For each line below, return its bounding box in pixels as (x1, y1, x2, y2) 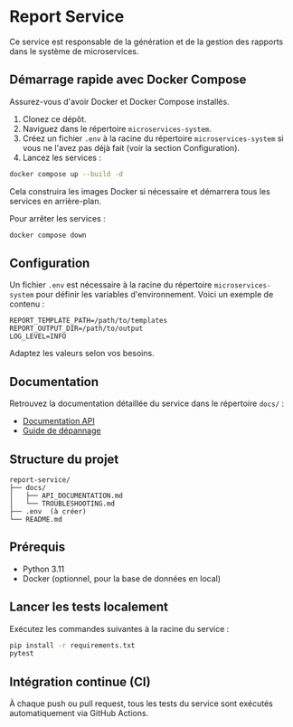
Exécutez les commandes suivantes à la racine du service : (9, 623, 230, 634)
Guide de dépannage (22, 425, 101, 436)
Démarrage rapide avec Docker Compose (9, 72, 247, 88)
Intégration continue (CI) (9, 674, 151, 689)
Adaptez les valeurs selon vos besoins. (9, 348, 156, 359)
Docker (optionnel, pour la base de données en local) (22, 572, 222, 584)
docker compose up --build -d (9, 169, 124, 178)
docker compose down (9, 231, 88, 240)
